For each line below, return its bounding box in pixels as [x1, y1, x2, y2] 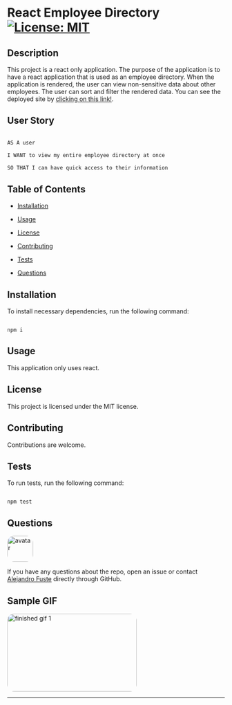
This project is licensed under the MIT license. [7, 402, 139, 410]
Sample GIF [7, 595, 57, 607]
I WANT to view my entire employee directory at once [7, 152, 166, 158]
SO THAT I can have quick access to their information [7, 164, 168, 171]
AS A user [7, 139, 36, 146]
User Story [7, 115, 55, 127]
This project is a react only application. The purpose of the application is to [7, 66, 221, 73]
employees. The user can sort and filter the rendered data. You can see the [7, 88, 221, 95]
